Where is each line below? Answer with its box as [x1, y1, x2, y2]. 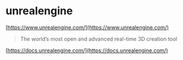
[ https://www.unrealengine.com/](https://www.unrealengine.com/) [5, 24, 169, 31]
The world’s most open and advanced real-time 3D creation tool [20, 35, 178, 42]
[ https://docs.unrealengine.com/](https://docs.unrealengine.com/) [5, 46, 168, 54]
